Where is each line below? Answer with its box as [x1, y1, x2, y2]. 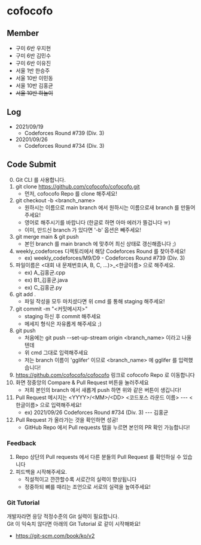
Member [7, 28, 39, 38]
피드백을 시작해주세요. [15, 468, 68, 475]
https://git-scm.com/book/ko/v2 [15, 532, 95, 540]
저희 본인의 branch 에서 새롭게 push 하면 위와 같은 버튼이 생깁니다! [24, 386, 182, 393]
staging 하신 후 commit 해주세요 [24, 312, 101, 319]
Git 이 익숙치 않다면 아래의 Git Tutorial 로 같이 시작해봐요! [7, 520, 141, 528]
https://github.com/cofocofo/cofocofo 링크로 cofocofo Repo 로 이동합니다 [15, 371, 195, 378]
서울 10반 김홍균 [15, 82, 53, 89]
